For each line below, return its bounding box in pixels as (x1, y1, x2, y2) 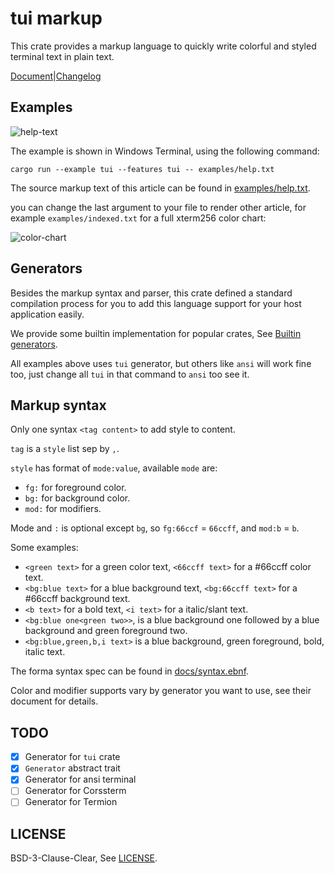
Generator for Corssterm (24, 785, 127, 797)
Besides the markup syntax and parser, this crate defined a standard (10, 287, 293, 299)
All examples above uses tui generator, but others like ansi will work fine (10, 357, 312, 369)
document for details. (10, 695, 99, 707)
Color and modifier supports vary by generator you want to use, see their (10, 685, 312, 697)
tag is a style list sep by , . (10, 443, 120, 455)
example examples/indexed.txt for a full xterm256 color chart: (10, 212, 267, 224)
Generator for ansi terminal (24, 773, 137, 786)
